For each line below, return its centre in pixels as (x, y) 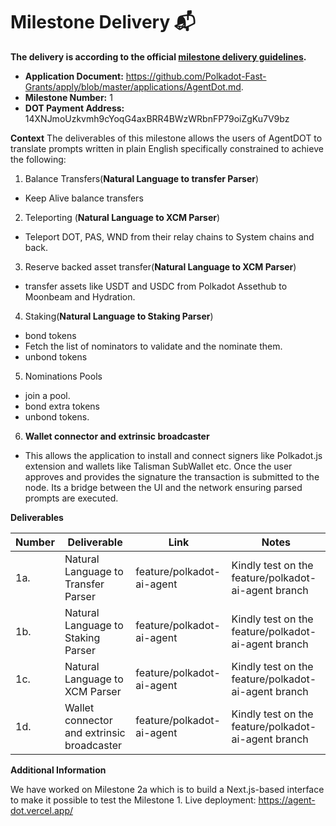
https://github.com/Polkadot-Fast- (196, 76)
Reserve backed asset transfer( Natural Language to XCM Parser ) (160, 266)
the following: (38, 159)
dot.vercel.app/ (42, 810)
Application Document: (74, 76)
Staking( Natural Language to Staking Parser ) (119, 316)
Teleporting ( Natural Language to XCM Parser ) (122, 217)
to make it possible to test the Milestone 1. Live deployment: (133, 800)
